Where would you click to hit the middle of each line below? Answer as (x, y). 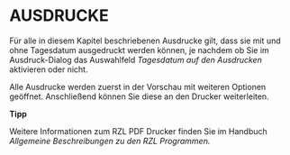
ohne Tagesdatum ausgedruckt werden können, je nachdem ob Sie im (140, 50)
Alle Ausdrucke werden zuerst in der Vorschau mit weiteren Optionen (138, 87)
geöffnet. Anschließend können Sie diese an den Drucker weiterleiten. (139, 96)
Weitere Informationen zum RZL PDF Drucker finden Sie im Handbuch (138, 131)
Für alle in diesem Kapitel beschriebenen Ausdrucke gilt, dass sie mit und (145, 41)
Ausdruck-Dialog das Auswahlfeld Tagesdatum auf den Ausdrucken (136, 59)
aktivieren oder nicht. (49, 69)
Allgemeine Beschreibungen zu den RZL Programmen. (110, 141)
